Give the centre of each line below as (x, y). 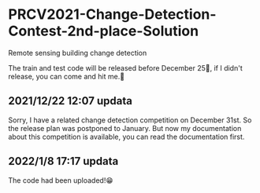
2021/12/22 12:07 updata (70, 101)
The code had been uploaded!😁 (61, 180)
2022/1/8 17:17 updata (63, 161)
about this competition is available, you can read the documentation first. (126, 137)
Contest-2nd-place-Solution (104, 31)
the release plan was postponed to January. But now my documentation (125, 128)
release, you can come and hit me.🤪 (66, 76)
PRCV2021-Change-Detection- (112, 15)
